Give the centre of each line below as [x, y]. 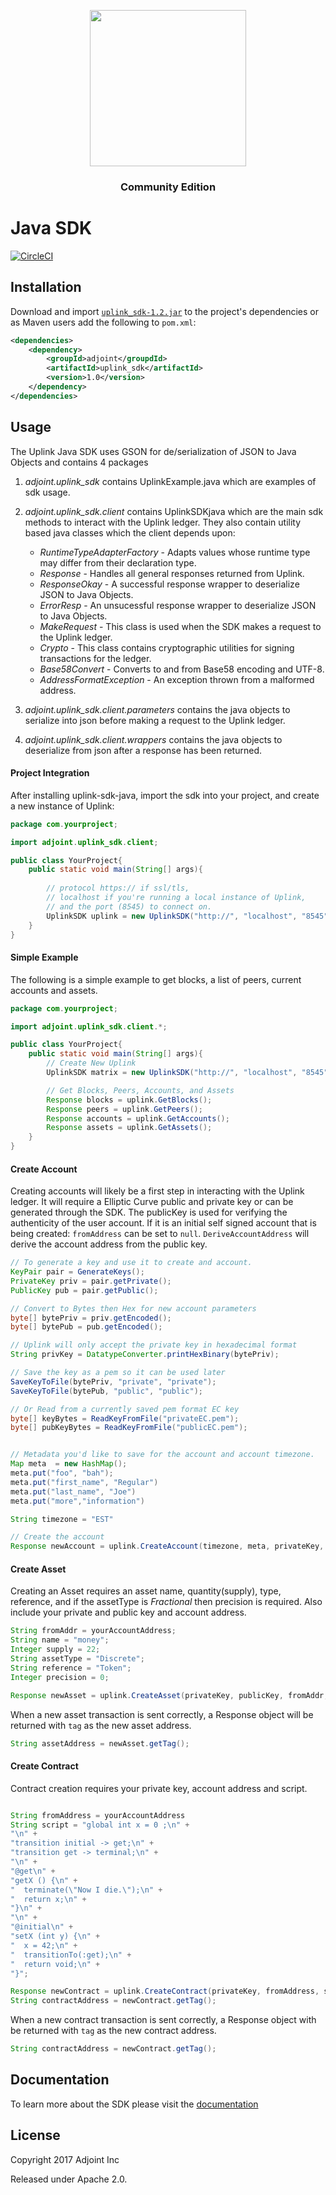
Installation [46, 287]
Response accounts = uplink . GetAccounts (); [138, 1118]
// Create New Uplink [91, 1063]
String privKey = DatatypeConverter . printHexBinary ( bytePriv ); [145, 1355]
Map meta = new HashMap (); [69, 1464]
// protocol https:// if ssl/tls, [118, 888]
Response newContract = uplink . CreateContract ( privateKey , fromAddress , [165, 1991]
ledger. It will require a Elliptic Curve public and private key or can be [152, 1202]
